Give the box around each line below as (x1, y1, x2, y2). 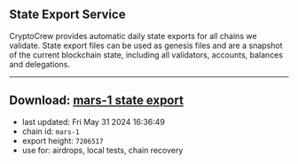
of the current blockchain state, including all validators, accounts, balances (9, 49, 284, 60)
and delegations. (9, 59, 71, 69)
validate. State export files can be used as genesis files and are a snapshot (9, 40, 283, 51)
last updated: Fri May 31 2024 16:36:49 (21, 116, 166, 127)
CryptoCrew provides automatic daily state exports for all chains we (9, 30, 257, 41)
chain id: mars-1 (21, 126, 80, 137)
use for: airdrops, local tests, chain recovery (21, 144, 184, 155)
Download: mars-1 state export (9, 93, 184, 108)
